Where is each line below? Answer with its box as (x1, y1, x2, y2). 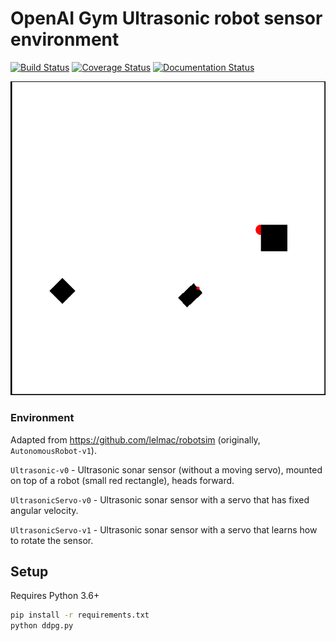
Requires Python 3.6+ (10, 590, 100, 602)
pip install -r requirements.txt (10, 610, 150, 621)
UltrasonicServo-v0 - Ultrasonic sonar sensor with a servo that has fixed (10, 493, 310, 506)
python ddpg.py (10, 621, 74, 631)
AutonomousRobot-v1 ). (10, 444, 97, 456)
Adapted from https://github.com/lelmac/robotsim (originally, (10, 433, 261, 446)
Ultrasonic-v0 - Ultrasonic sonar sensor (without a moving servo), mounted (10, 463, 323, 476)
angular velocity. (10, 504, 79, 516)
